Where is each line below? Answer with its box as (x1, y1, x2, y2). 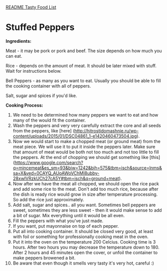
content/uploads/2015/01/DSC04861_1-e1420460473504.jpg (12, 133, 137, 139)
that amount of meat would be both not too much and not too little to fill (12, 149, 159, 155)
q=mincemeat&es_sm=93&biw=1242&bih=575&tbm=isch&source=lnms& (12, 164, 162, 171)
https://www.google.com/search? (14, 159, 83, 165)
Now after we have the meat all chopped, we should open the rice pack (12, 180, 160, 186)
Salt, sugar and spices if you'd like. (5, 92, 78, 99)
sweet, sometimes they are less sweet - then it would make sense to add (12, 207, 162, 213)
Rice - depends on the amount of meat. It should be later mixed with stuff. (5, 62, 157, 69)
